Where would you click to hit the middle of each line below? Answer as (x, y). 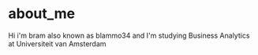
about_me (42, 14)
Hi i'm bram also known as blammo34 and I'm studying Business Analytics (129, 35)
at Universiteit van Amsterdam (57, 43)
